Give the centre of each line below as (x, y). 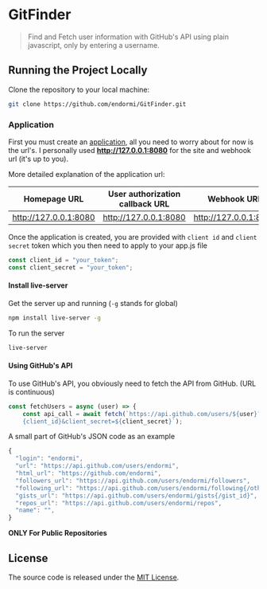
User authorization (145, 194)
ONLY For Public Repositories (58, 533)
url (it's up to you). (39, 159)
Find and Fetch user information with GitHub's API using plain (128, 37)
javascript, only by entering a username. (94, 45)
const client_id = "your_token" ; (64, 260)
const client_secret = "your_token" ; (71, 267)
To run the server (37, 333)
